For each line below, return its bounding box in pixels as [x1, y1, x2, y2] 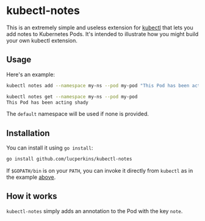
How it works [6, 191, 57, 201]
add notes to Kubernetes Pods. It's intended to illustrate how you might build [6, 30, 199, 37]
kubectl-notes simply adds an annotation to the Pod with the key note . [6, 207, 183, 214]
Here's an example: [6, 71, 55, 78]
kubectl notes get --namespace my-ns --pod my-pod [6, 93, 138, 100]
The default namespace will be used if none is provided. [6, 111, 149, 118]
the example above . [6, 173, 56, 181]
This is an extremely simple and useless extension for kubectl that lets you [6, 24, 193, 31]
